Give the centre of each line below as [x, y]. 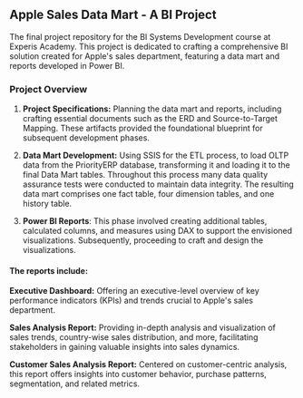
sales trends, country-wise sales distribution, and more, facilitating [134, 337]
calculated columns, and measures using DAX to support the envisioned [157, 231]
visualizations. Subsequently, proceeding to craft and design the [143, 240]
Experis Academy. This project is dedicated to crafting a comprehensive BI [149, 46]
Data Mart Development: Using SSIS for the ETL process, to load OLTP [156, 155]
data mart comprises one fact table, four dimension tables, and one [148, 194]
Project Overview [49, 89]
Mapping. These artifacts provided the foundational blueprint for [142, 128]
